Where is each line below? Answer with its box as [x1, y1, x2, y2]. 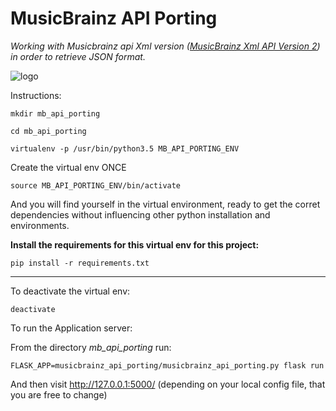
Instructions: [10, 89, 62, 101]
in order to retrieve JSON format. [10, 50, 146, 62]
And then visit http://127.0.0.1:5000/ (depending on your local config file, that [10, 378, 326, 390]
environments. [10, 219, 70, 231]
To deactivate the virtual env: [10, 285, 131, 297]
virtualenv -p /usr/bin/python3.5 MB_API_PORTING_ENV [10, 143, 240, 154]
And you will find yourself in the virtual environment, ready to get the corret [10, 198, 321, 210]
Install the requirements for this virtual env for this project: [10, 238, 260, 251]
